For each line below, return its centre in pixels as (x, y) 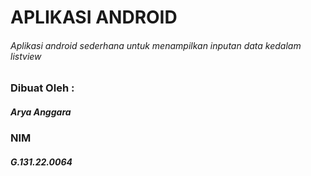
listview (26, 56)
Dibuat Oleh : (42, 88)
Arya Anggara (41, 112)
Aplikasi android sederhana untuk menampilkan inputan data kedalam (156, 45)
